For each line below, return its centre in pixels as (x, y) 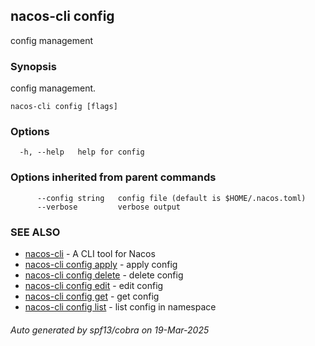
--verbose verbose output (109, 207)
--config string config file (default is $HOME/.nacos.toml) (171, 198)
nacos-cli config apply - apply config (101, 264)
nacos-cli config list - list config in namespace (120, 307)
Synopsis (33, 66)
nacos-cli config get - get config (92, 296)
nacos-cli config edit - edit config (94, 285)
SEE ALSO (35, 232)
